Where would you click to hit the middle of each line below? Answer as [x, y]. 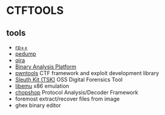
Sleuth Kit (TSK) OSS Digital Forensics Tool [69, 80]
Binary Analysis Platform [46, 67]
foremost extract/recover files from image [67, 99]
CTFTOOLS [35, 11]
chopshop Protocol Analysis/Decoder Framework [76, 92]
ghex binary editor [38, 105]
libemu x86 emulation [42, 86]
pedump [25, 54]
